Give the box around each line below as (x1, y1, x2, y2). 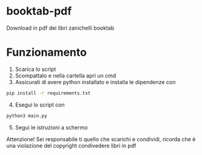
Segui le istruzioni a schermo (15, 124, 88, 131)
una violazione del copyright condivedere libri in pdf (6, 142, 136, 149)
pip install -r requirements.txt (6, 90, 91, 96)
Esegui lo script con (15, 101, 65, 108)
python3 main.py (6, 113, 47, 119)
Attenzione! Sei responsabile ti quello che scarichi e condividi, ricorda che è (6, 135, 196, 143)
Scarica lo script (15, 65, 56, 73)
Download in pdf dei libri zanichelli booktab (6, 24, 115, 31)
